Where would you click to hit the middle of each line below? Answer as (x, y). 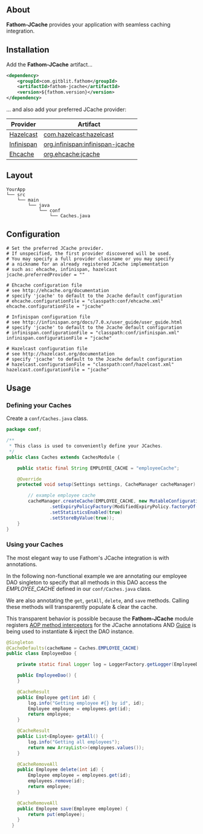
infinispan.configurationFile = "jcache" (59, 338)
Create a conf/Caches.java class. (47, 418)
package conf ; (24, 430)
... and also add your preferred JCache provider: (66, 109)
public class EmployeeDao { (42, 654)
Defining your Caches (39, 405)
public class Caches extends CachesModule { (63, 457)
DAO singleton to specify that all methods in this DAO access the (87, 582)
